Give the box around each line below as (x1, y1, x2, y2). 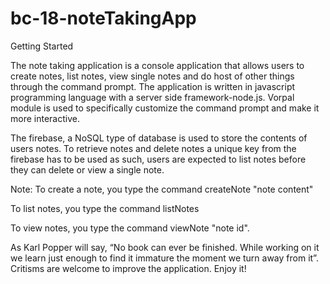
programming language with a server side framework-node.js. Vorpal (10, 91, 295, 103)
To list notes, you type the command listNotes (10, 202, 200, 214)
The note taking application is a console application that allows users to (10, 59, 305, 71)
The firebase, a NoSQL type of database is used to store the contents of (10, 132, 308, 144)
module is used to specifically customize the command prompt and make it (10, 102, 320, 114)
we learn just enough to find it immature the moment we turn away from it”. (10, 252, 319, 264)
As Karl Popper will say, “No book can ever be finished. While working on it (10, 241, 320, 253)
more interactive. (10, 112, 80, 124)
